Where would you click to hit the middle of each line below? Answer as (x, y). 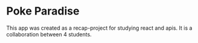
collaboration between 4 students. (49, 34)
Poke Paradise (43, 11)
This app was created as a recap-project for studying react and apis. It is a (99, 28)
